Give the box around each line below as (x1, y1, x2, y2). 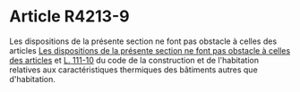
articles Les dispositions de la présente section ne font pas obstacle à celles (9, 45, 291, 55)
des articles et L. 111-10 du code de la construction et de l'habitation (9, 54, 260, 65)
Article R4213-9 (9, 6, 130, 27)
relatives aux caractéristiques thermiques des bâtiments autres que (9, 64, 258, 75)
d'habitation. (9, 73, 56, 84)
